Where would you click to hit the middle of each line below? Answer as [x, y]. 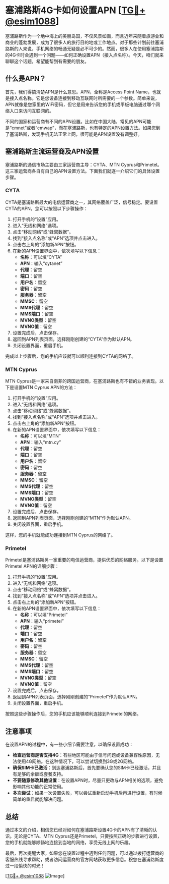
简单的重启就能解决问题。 [39, 799]
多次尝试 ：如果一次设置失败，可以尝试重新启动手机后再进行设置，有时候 [87, 793]
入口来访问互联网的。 [31, 111]
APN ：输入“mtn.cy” [40, 443]
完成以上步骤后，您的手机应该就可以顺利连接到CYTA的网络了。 [71, 356]
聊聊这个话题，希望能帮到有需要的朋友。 [47, 61]
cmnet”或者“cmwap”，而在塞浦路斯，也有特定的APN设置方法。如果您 [84, 128]
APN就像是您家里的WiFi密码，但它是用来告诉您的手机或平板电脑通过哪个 [80, 104]
